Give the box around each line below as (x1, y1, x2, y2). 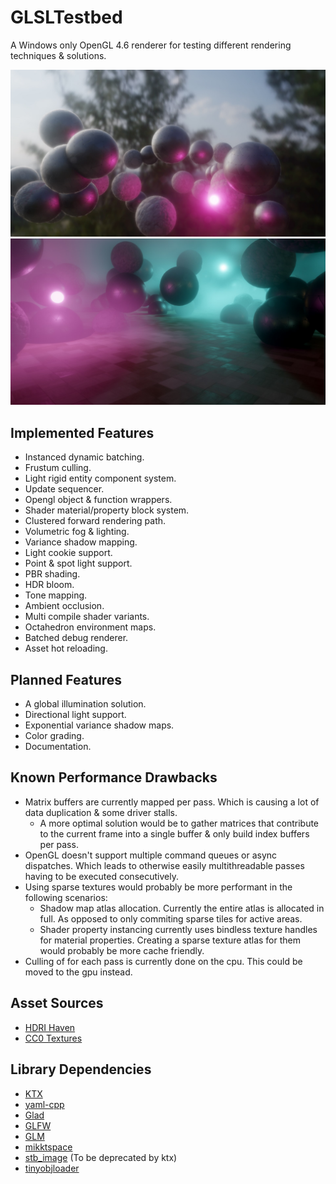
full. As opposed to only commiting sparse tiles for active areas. (39, 912, 303, 925)
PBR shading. (24, 568, 81, 580)
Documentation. (24, 741, 92, 753)
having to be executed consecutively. (24, 870, 179, 882)
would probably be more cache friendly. (39, 944, 205, 956)
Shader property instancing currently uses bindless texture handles (39, 923, 318, 935)
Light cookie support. (24, 547, 113, 559)
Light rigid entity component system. (24, 472, 177, 485)
